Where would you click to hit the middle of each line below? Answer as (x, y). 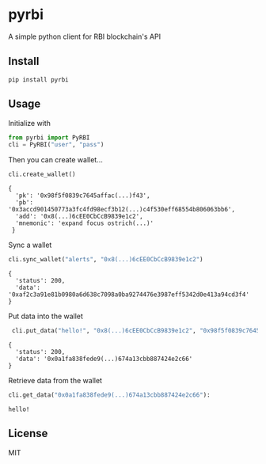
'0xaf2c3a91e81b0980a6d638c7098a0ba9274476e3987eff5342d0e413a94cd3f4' (129, 295)
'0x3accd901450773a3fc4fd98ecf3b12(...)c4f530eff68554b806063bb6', (122, 210)
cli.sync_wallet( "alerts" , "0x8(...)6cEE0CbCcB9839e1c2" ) (106, 260)
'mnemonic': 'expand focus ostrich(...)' (85, 223)
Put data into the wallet (46, 316)
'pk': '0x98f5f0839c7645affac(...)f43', (83, 196)
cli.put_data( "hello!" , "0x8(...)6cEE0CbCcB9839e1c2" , (104, 331)
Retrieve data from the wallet (55, 380)
